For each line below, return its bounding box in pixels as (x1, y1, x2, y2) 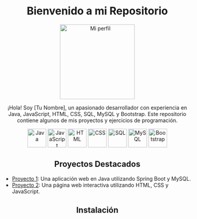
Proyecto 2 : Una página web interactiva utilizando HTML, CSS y (11, 181, 169, 188)
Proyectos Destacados (54, 159, 141, 169)
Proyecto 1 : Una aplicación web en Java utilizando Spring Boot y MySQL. (11, 175, 191, 182)
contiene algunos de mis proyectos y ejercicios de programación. (17, 117, 178, 124)
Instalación (76, 205, 119, 215)
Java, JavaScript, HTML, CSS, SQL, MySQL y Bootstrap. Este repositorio (8, 110, 187, 117)
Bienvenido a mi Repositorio (26, 4, 168, 18)
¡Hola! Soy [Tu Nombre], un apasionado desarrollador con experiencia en (7, 104, 187, 111)
